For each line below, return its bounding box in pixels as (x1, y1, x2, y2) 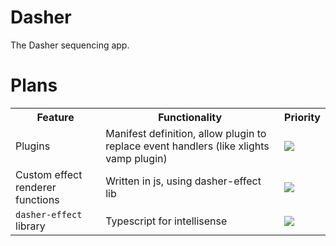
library (15, 219, 46, 233)
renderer (15, 180, 57, 194)
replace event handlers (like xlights (105, 139, 270, 153)
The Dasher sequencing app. (10, 39, 130, 51)
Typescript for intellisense (105, 214, 228, 228)
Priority (284, 110, 321, 124)
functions (15, 192, 60, 206)
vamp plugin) (105, 151, 168, 165)
